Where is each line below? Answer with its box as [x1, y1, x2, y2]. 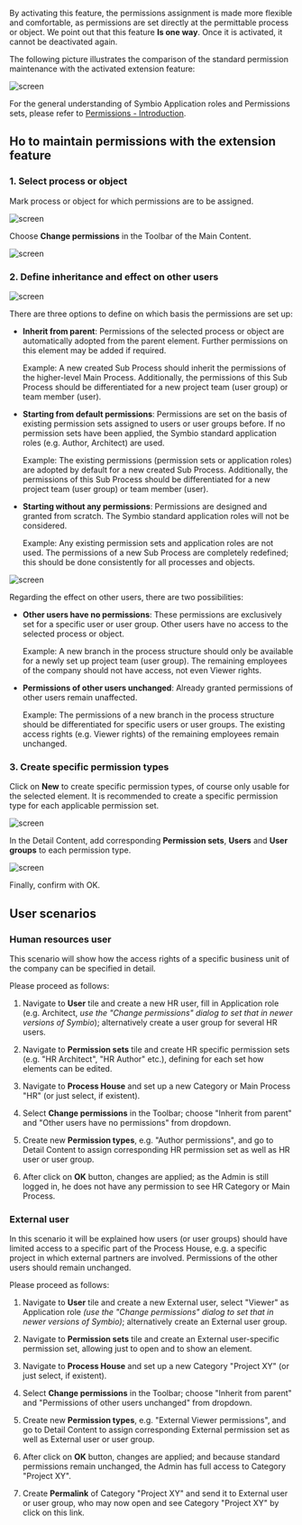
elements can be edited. [22, 1063, 113, 1073]
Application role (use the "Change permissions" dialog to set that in [22, 1307, 274, 1318]
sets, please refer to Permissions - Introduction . [9, 108, 187, 118]
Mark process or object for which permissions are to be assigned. [9, 196, 254, 206]
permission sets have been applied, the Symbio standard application [22, 427, 277, 438]
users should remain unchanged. [9, 1262, 132, 1274]
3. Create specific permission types [9, 761, 169, 773]
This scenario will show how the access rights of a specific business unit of [9, 953, 290, 963]
